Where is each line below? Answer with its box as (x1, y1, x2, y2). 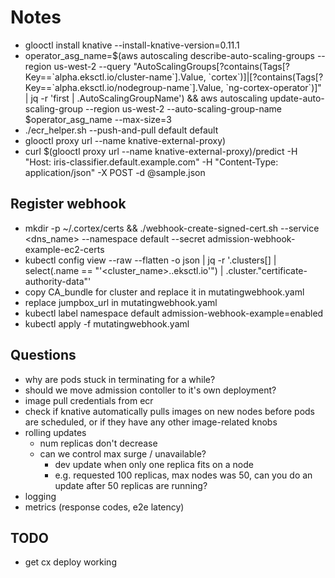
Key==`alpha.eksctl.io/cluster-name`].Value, (24, 71, 207, 83)
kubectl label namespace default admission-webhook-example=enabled (24, 307, 324, 319)
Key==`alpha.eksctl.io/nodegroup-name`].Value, (24, 81, 224, 93)
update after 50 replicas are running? (54, 479, 208, 491)
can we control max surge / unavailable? (39, 447, 207, 460)
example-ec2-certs (24, 243, 105, 255)
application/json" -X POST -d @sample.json (24, 166, 206, 178)
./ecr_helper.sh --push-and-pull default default (24, 124, 219, 136)
